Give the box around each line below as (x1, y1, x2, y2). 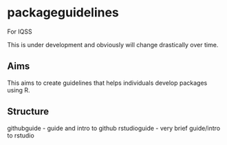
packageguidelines (7, 5, 119, 21)
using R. (7, 85, 30, 94)
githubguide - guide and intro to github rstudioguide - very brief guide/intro (7, 124, 221, 132)
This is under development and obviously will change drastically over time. (7, 40, 219, 49)
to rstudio (7, 131, 34, 140)
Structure (7, 106, 50, 118)
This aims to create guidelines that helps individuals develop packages (7, 79, 208, 87)
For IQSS (7, 27, 32, 36)
